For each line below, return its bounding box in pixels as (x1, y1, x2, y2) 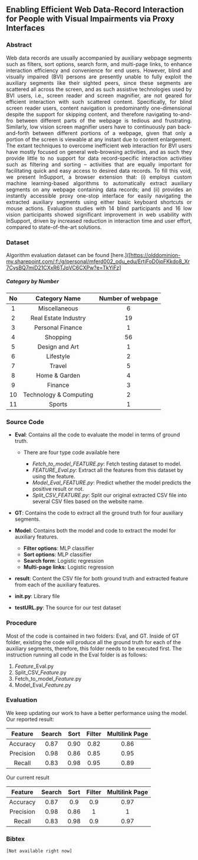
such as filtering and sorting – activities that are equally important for (6, 160, 192, 168)
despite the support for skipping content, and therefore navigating (6, 110, 171, 117)
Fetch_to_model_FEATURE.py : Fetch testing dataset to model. (32, 460, 181, 468)
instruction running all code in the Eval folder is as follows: (6, 651, 148, 658)
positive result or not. (32, 485, 84, 493)
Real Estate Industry (30, 314, 86, 322)
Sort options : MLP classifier (23, 551, 93, 558)
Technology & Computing (23, 390, 94, 399)
